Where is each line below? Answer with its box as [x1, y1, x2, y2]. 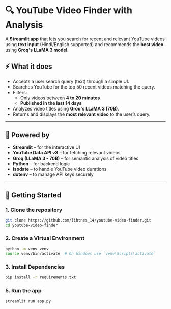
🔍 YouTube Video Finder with [5, 5, 132, 16]
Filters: [12, 89, 27, 95]
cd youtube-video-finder [5, 223, 58, 228]
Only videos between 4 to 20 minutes [20, 95, 100, 101]
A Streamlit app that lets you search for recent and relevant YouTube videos [5, 36, 165, 42]
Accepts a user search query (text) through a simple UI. [12, 78, 130, 84]
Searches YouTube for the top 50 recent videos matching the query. [12, 83, 155, 90]
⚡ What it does [5, 62, 52, 71]
